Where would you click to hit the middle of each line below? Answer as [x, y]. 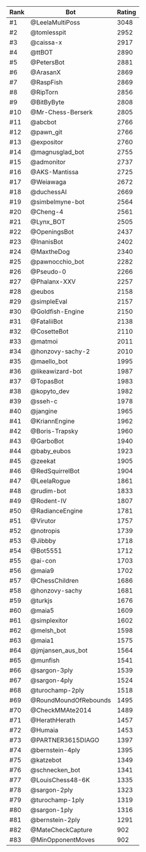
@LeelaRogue [50, 481]
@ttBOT [42, 52]
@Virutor [43, 521]
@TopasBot [47, 381]
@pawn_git [46, 132]
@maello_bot [49, 361]
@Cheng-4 [47, 212]
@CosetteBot [49, 332]
